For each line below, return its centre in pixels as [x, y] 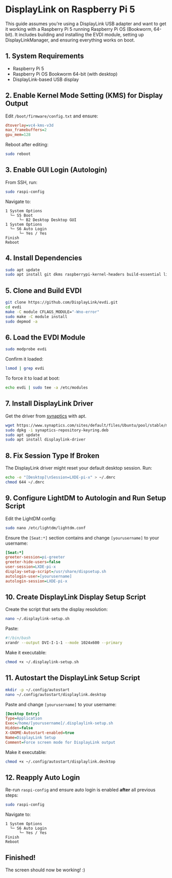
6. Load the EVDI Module [45, 337]
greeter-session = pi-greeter [35, 557]
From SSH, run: [21, 182]
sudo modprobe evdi [26, 349]
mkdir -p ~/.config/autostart [38, 690]
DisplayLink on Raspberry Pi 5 [70, 9]
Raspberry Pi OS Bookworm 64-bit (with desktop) [65, 74]
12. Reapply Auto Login [43, 777]
